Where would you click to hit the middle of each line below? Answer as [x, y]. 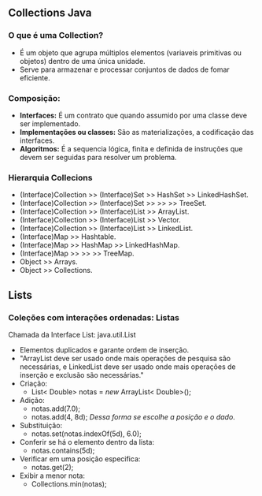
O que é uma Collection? [56, 35]
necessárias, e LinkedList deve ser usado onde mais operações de [127, 367]
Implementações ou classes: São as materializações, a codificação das [137, 132]
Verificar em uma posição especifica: [80, 459]
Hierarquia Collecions [50, 177]
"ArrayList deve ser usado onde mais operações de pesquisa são [125, 358]
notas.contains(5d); [63, 450]
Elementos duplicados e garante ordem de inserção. [104, 349]
